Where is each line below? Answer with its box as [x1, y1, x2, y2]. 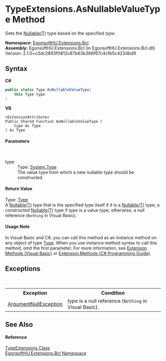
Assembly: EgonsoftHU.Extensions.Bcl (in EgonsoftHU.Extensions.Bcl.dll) [5, 45, 156, 51]
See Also [5, 321, 33, 329]
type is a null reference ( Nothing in [67, 297, 147, 304]
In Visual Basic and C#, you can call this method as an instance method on [5, 234, 157, 240]
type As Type [14, 123, 41, 129]
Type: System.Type [17, 164, 57, 170]
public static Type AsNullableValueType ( [5, 87, 92, 92]
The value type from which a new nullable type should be [17, 169, 134, 175]
